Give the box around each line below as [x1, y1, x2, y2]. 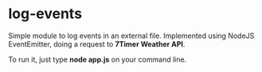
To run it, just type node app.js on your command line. [8, 55, 187, 64]
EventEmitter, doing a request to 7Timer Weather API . [8, 39, 186, 48]
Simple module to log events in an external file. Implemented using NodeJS [8, 31, 255, 40]
